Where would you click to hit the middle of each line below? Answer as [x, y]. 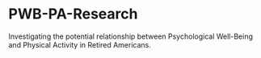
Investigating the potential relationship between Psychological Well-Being [130, 36]
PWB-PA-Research [73, 14]
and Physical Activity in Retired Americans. [80, 44]
